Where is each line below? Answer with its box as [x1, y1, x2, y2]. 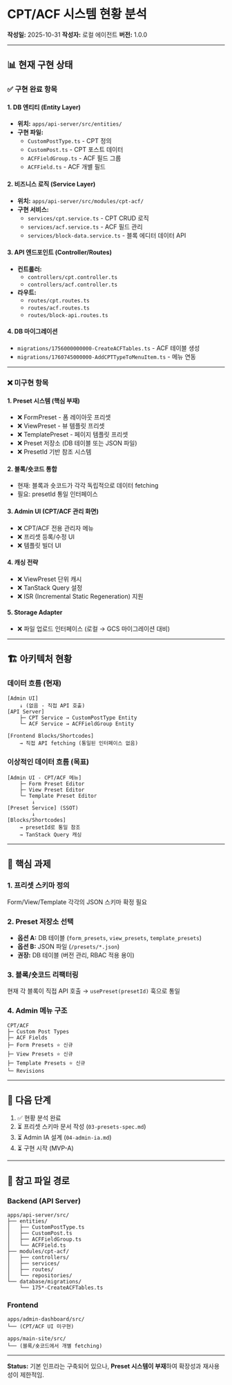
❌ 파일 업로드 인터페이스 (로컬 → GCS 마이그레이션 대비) [17, 624, 171, 633]
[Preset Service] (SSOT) [7, 804, 79, 812]
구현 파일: [17, 128, 43, 137]
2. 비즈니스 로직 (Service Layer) [7, 180, 96, 189]
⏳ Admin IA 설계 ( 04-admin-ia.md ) [17, 1134, 112, 1142]
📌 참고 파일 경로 [7, 1175, 70, 1187]
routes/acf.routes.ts [27, 305, 90, 312]
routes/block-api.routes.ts [27, 312, 108, 318]
